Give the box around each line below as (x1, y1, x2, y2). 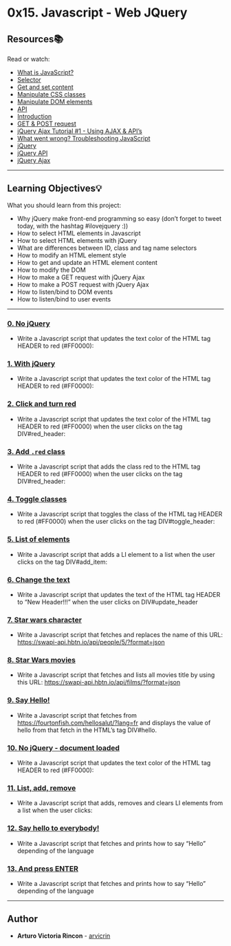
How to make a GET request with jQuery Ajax (16, 273, 145, 281)
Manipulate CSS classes (16, 90, 86, 98)
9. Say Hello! (7, 696, 50, 705)
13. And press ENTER (7, 864, 79, 874)
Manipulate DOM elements (16, 98, 93, 106)
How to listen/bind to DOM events (16, 288, 113, 296)
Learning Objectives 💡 (7, 183, 102, 195)
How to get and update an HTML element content (16, 258, 158, 266)
